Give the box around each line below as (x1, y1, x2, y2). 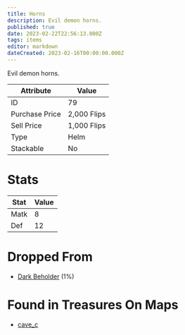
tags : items (7, 37, 42, 44)
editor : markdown (7, 43, 58, 50)
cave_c (17, 320, 39, 329)
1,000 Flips (68, 121, 106, 130)
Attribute (20, 85, 51, 95)
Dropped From (7, 249, 93, 264)
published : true (7, 23, 55, 30)
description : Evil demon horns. (7, 17, 102, 24)
